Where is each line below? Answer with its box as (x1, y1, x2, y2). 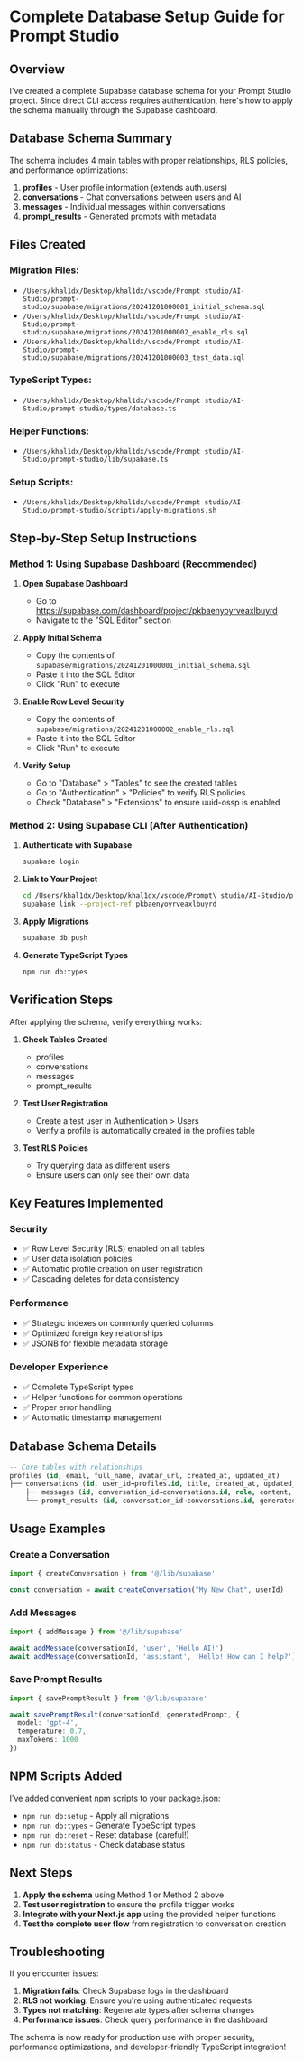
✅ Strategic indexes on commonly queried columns (22, 1317, 214, 1328)
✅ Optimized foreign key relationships (22, 1327, 164, 1339)
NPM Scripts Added (9, 1769, 123, 1784)
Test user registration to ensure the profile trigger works (22, 1898, 234, 1909)
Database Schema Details (9, 1439, 158, 1454)
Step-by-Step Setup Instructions (9, 531, 197, 546)
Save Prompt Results (9, 1673, 103, 1686)
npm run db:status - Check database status (22, 1839, 186, 1849)
